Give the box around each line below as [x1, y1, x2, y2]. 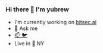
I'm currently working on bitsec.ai [14, 19, 96, 26]
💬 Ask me [14, 25, 38, 32]
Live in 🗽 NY [14, 40, 45, 47]
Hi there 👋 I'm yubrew [5, 5, 69, 14]
